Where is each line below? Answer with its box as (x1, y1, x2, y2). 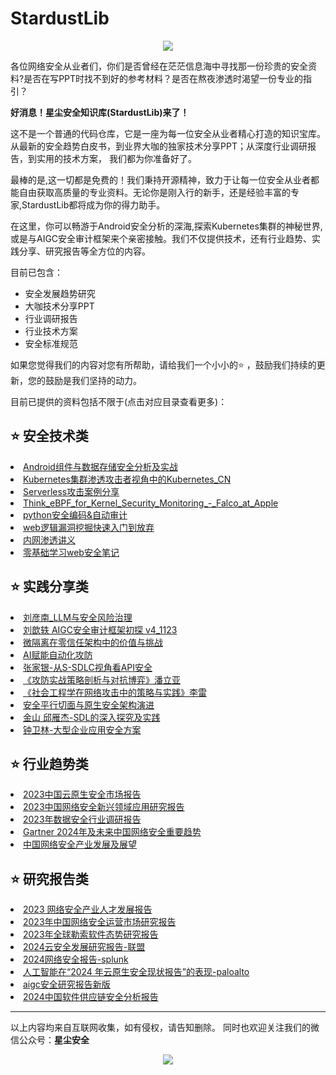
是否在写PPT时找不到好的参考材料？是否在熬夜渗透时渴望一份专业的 (23, 72, 304, 84)
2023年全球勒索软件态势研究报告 (23, 928, 159, 941)
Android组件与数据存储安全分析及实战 (23, 460, 178, 472)
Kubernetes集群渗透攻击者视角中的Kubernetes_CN (23, 473, 232, 485)
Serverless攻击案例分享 (23, 485, 120, 497)
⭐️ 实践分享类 (10, 578, 89, 596)
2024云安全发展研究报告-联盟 (23, 941, 146, 953)
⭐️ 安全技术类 (10, 428, 89, 445)
